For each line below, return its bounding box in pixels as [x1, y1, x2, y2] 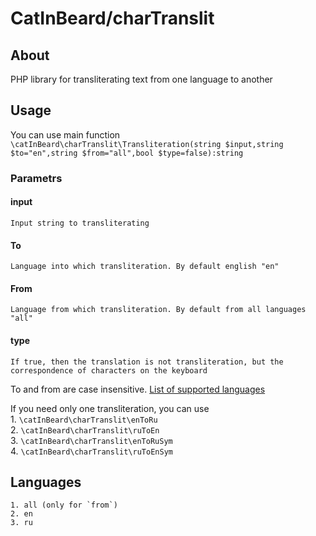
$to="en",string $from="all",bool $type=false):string [10, 148, 244, 158]
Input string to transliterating [10, 218, 150, 228]
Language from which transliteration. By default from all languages [10, 305, 307, 315]
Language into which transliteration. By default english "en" [10, 262, 280, 272]
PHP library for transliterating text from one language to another [10, 73, 273, 85]
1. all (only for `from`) [10, 500, 118, 511]
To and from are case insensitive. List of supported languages [10, 383, 266, 395]
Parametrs [10, 171, 63, 185]
